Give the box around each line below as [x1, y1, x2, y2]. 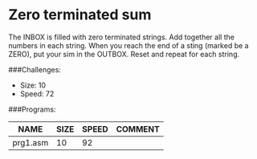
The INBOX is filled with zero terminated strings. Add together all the [8, 32, 235, 42]
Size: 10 [19, 80, 47, 90]
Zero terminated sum [8, 6, 152, 24]
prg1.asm [12, 137, 49, 148]
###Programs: [8, 104, 56, 114]
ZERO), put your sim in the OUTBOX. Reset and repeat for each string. [8, 49, 239, 59]
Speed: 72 [19, 88, 55, 98]
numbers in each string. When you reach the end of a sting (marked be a [8, 40, 249, 50]
